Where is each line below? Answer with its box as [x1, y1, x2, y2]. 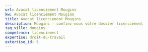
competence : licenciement [5, 30, 59, 35]
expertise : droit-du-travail [5, 35, 66, 40]
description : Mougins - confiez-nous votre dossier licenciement [5, 21, 143, 26]
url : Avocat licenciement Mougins [5, 7, 77, 12]
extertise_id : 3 [5, 40, 39, 45]
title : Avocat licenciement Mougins [5, 16, 81, 21]
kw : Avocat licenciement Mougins [5, 12, 74, 17]
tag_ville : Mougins [5, 26, 46, 31]
